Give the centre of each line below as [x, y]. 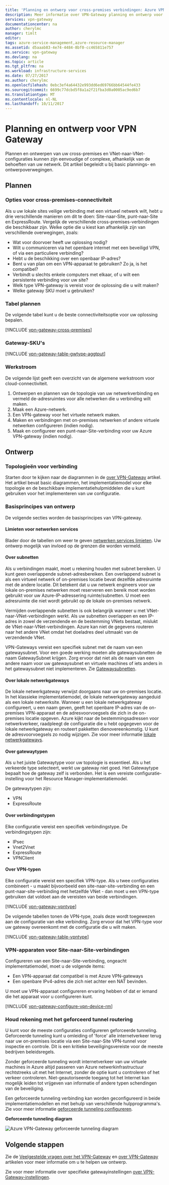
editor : [13, 38]
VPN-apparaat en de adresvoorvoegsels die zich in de [82, 713]
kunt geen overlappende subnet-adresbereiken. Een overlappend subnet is [83, 574]
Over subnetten [22, 557]
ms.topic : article [24, 62]
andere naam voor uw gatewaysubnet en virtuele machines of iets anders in [84, 663]
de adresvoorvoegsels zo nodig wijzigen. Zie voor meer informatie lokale [81, 734]
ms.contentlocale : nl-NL [31, 99]
